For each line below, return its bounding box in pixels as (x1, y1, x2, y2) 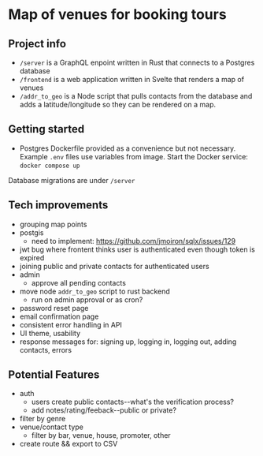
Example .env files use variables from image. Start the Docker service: (19, 151, 248, 161)
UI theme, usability (19, 328, 81, 338)
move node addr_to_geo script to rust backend (19, 286, 171, 296)
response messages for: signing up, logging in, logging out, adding (19, 337, 237, 346)
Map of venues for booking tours (8, 6, 227, 24)
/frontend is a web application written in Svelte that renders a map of (19, 75, 245, 84)
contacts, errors (19, 345, 72, 354)
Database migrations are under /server (8, 175, 135, 185)
